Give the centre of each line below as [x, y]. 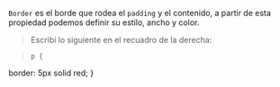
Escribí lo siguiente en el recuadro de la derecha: [121, 40]
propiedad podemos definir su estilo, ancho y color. [104, 22]
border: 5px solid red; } [51, 73]
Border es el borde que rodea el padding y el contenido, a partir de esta [140, 13]
